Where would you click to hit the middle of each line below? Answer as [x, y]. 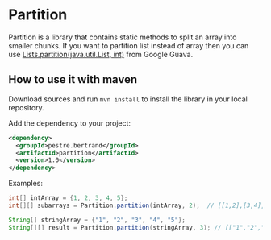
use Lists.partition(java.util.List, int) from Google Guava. [101, 54]
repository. [26, 107]
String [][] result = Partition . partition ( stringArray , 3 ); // [115, 227]
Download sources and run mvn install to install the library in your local [128, 99]
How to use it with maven [73, 79]
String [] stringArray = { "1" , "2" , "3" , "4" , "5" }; [97, 220]
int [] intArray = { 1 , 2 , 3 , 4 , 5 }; [68, 198]
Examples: [25, 184]
